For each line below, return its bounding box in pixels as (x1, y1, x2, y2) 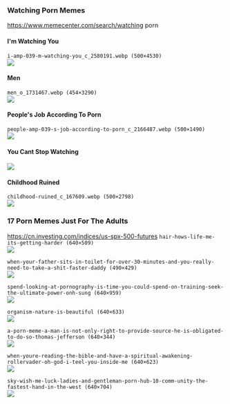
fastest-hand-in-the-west (7, 383, 82, 390)
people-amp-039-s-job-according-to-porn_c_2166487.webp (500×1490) (7, 126, 206, 133)
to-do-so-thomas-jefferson (7, 334, 85, 340)
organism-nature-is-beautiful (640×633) (7, 308, 126, 316)
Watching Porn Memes (7, 6, 86, 15)
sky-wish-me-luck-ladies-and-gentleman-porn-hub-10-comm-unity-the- (7, 377, 209, 385)
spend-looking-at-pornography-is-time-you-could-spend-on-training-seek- (7, 283, 224, 290)
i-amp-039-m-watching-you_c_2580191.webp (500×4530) (7, 52, 162, 59)
